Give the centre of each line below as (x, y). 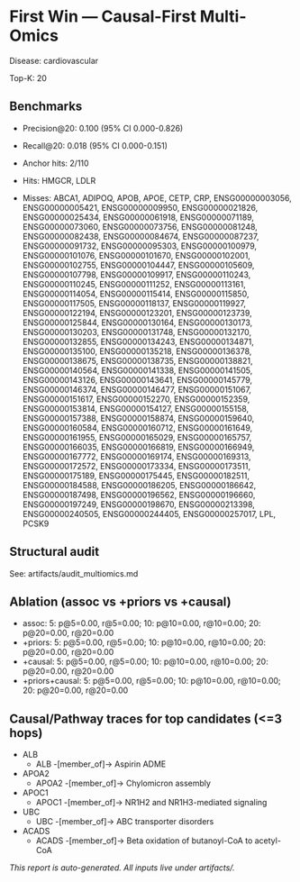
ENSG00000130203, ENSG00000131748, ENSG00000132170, (137, 332)
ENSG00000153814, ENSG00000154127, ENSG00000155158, (136, 408)
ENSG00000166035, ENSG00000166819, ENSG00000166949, (138, 447)
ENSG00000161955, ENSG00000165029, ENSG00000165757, (137, 437)
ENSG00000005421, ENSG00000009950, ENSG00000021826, (140, 207)
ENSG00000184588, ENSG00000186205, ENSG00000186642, (139, 485)
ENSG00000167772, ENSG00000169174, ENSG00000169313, (136, 456)
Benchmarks (46, 107)
